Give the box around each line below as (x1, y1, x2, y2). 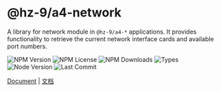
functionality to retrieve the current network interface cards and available (7, 34, 214, 43)
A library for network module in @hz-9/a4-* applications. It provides (7, 27, 197, 36)
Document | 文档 (7, 77, 54, 85)
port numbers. (7, 42, 48, 50)
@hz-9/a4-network (7, 5, 121, 21)
